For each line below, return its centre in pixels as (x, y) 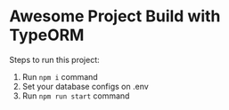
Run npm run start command (76, 96)
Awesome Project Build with (115, 16)
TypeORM (47, 35)
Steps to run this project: (54, 59)
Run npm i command (60, 76)
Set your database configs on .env (85, 86)
